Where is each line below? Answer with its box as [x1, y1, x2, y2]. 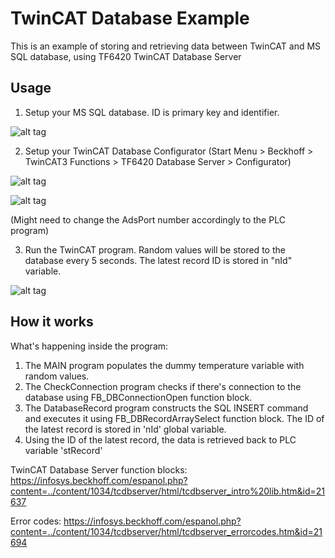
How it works [10, 313, 94, 331]
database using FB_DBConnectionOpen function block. [24, 391, 253, 403]
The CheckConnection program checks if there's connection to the [24, 380, 302, 392]
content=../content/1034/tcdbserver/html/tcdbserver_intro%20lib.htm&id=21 [10, 485, 325, 497]
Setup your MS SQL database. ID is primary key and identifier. [24, 106, 280, 118]
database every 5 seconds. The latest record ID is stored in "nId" [24, 254, 293, 266]
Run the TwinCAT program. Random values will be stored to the [24, 243, 286, 256]
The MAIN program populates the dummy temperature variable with [24, 359, 305, 371]
